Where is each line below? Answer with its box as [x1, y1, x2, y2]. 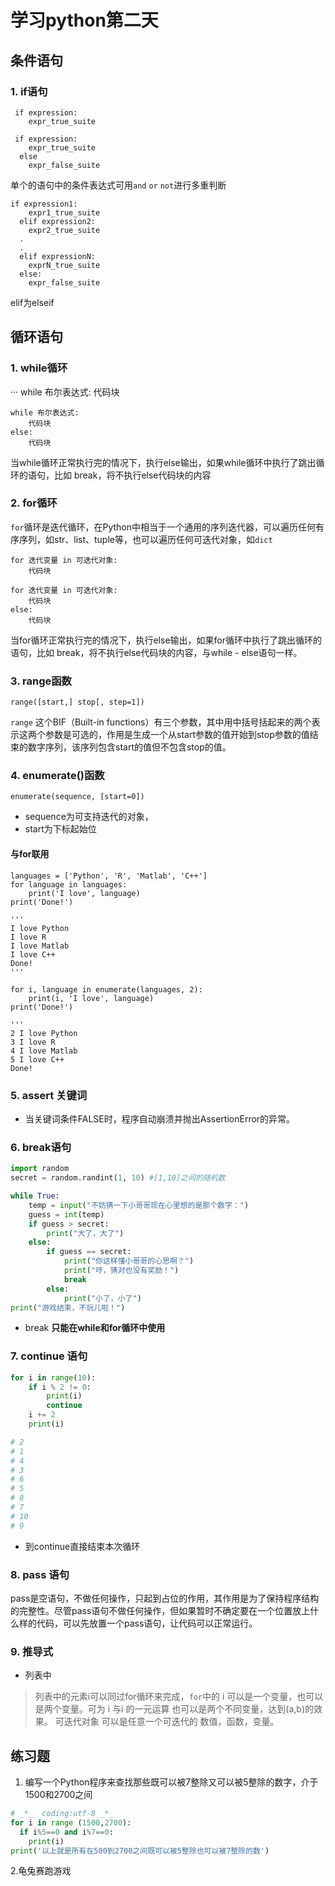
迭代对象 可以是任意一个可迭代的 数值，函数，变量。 [63, 1716, 280, 1728]
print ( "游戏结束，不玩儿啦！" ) [10, 1302, 126, 1313]
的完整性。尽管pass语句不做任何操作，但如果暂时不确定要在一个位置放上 [10, 1604, 311, 1616]
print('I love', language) [28, 888, 141, 898]
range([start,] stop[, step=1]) [10, 697, 145, 708]
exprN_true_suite [28, 260, 101, 270]
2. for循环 [10, 496, 58, 510]
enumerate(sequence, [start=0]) [10, 792, 145, 802]
